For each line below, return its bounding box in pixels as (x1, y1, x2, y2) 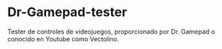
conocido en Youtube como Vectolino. (7, 34, 120, 43)
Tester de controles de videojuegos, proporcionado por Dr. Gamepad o (7, 27, 216, 36)
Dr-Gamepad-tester (7, 4, 127, 20)
